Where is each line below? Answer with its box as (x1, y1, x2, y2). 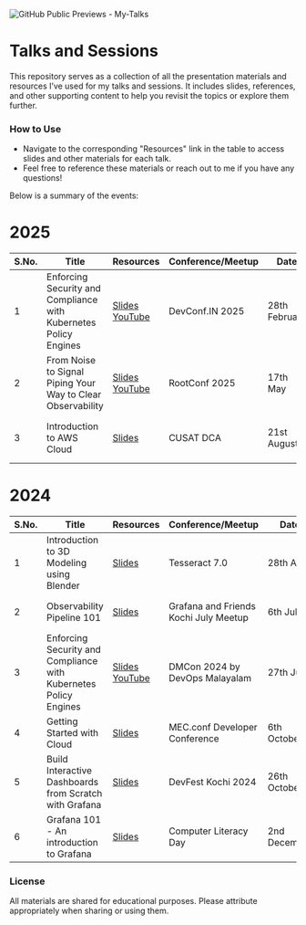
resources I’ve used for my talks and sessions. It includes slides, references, (9, 80, 296, 91)
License (9, 875, 46, 888)
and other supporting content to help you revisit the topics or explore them (9, 89, 290, 100)
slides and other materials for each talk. (22, 153, 171, 164)
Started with (46, 727, 99, 740)
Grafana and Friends (168, 600, 257, 613)
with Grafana (46, 799, 102, 812)
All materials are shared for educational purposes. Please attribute (9, 896, 258, 907)
